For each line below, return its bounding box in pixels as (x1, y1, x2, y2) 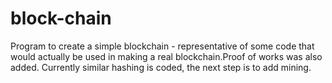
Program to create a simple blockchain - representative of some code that (10, 40, 315, 52)
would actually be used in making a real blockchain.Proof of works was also (10, 50, 323, 62)
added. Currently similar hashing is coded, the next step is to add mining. (10, 61, 312, 73)
